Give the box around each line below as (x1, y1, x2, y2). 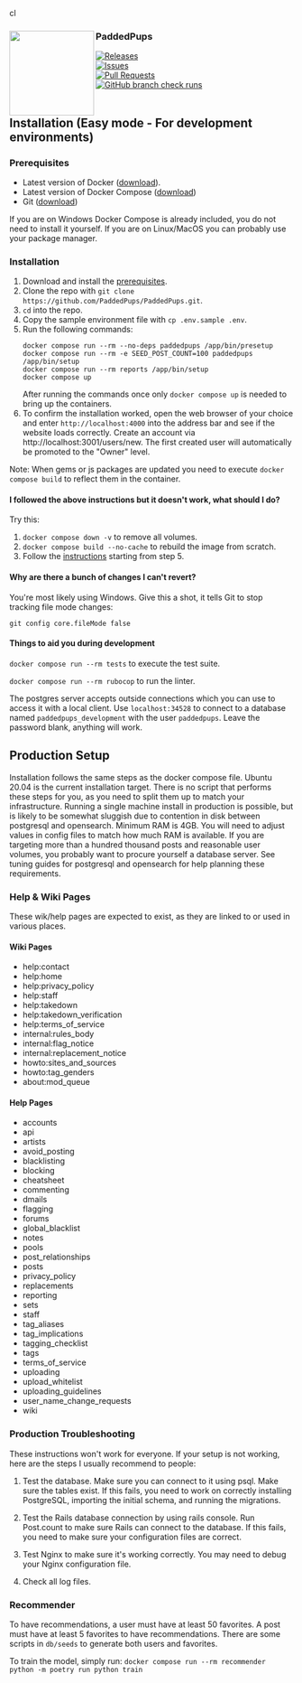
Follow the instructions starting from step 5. (22, 551, 185, 562)
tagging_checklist (22, 1338, 88, 1349)
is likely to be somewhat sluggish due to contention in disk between (9, 810, 261, 821)
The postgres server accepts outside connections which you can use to (9, 693, 276, 704)
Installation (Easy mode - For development (9, 115, 252, 130)
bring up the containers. (22, 398, 113, 409)
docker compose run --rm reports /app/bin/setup (22, 365, 209, 374)
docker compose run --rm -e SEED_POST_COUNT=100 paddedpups (22, 350, 253, 359)
